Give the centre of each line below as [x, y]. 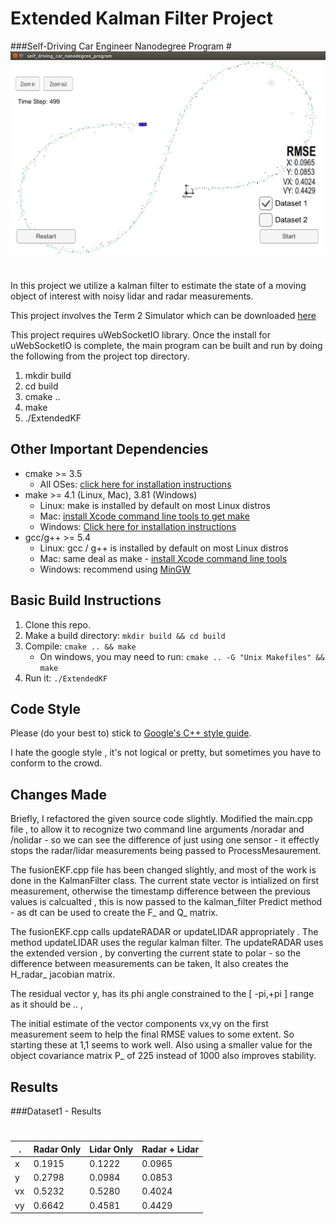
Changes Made [58, 794]
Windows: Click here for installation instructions [138, 526]
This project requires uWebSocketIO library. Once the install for [141, 334]
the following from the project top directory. [100, 356]
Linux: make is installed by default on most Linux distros [155, 505]
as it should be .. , [47, 1004]
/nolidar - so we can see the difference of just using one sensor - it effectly [165, 840]
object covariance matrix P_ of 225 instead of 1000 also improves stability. [163, 1056]
